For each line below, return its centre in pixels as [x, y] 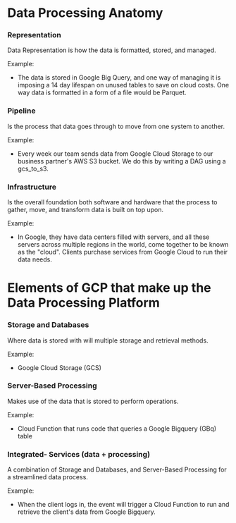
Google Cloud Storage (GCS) [60, 367]
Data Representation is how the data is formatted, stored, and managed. [112, 50]
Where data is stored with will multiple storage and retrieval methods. [108, 340]
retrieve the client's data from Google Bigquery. [87, 512]
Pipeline [21, 111]
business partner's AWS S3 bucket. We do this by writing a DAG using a [122, 161]
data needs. [35, 259]
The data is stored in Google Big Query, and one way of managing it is [119, 78]
